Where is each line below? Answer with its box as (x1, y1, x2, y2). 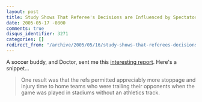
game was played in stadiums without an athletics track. (20, 89, 161, 96)
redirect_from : (6, 42, 44, 48)
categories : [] (6, 36, 44, 42)
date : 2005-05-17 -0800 (6, 20, 66, 26)
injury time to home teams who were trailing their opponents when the (20, 82, 195, 89)
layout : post (6, 8, 39, 15)
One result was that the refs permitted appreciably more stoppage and (20, 76, 196, 84)
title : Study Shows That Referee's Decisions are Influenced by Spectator (6, 14, 198, 20)
